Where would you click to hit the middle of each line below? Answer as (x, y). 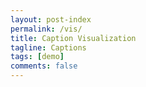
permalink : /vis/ (46, 29)
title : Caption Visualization (73, 38)
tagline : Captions (48, 47)
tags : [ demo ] (37, 57)
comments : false (44, 66)
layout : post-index (51, 19)
